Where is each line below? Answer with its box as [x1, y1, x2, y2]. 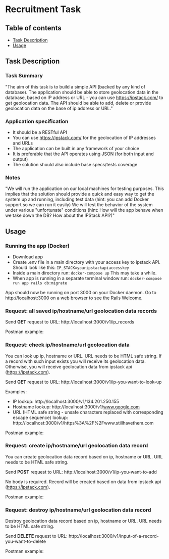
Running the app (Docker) [5, 242, 70, 249]
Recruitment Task [5, 4, 81, 15]
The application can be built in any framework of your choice [12, 145, 140, 151]
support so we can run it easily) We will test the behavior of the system [5, 202, 153, 208]
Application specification [5, 118, 69, 125]
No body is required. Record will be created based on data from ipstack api [5, 479, 161, 485]
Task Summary [5, 72, 43, 79]
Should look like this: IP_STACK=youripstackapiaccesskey [12, 264, 130, 270]
